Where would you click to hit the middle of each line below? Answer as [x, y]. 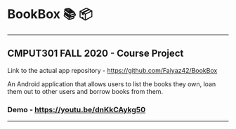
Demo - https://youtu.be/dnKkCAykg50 [77, 109]
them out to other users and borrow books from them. [85, 91]
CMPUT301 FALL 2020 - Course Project [96, 54]
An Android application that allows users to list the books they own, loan [112, 84]
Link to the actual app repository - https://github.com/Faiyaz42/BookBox [112, 70]
